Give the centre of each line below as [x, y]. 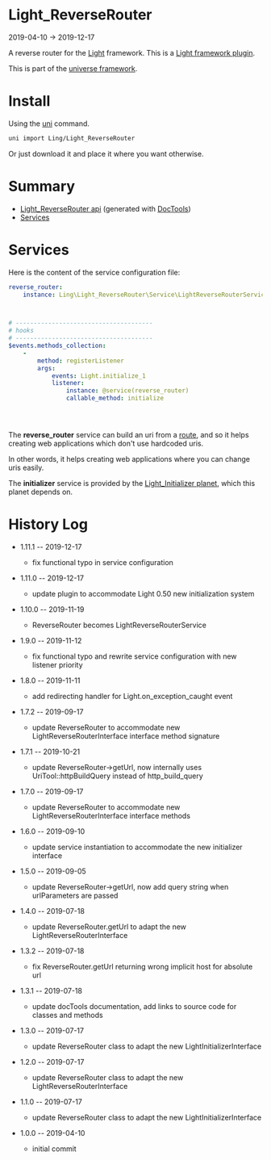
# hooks [21, 331]
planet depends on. [41, 492]
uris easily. [26, 467]
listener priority [57, 664]
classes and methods [67, 1015]
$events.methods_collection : [57, 345]
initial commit [54, 1149]
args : [47, 368]
